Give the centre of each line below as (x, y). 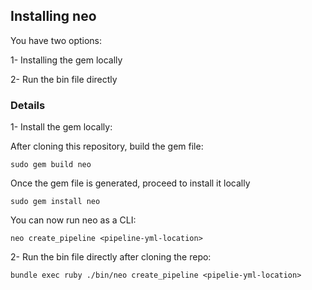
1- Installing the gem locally (66, 60)
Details (28, 105)
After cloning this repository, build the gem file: (107, 146)
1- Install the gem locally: (61, 127)
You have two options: (56, 40)
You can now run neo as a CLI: (73, 220)
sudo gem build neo (51, 165)
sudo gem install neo (55, 202)
